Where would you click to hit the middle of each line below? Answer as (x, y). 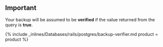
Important (21, 8)
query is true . (19, 25)
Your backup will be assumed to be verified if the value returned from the (80, 19)
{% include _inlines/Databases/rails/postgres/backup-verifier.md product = (81, 34)
